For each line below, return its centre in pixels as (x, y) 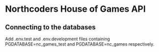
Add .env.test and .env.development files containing (58, 39)
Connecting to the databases (50, 27)
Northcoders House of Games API (76, 9)
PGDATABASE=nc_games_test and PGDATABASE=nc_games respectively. (80, 44)
